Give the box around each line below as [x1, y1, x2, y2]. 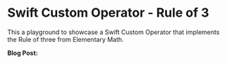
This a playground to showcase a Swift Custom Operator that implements [7, 28, 220, 36]
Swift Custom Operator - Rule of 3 [7, 5, 209, 21]
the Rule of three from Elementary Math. [7, 35, 125, 43]
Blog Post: [7, 49, 38, 57]
